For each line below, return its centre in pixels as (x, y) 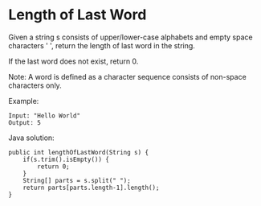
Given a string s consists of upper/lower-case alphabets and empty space (130, 37)
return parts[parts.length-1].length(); (91, 187)
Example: (24, 101)
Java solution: (31, 138)
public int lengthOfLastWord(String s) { (79, 152)
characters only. (35, 85)
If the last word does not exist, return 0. (73, 61)
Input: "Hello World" (45, 115)
